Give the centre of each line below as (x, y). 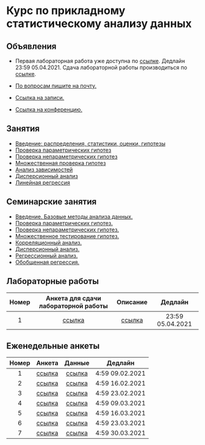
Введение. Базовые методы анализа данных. (74, 216)
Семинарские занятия (52, 202)
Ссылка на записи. (40, 98)
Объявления (31, 46)
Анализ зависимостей (44, 170)
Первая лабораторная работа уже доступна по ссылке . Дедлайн (100, 61)
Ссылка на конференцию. (49, 110)
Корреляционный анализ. (49, 242)
